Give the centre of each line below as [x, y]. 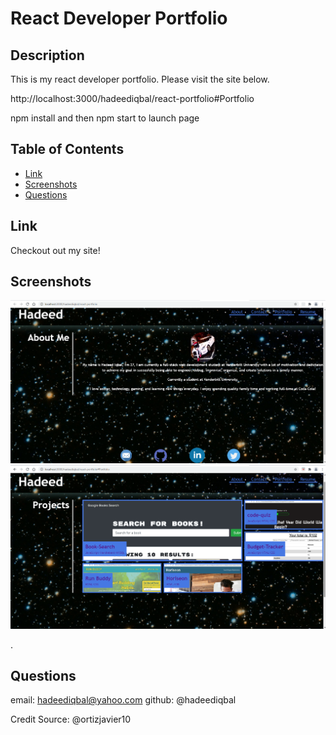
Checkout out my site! [55, 250]
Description [47, 55]
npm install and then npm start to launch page [105, 118]
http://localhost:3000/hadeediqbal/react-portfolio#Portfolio [132, 98]
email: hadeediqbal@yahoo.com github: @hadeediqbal [123, 700]
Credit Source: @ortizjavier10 [71, 719]
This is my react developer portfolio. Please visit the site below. [140, 79]
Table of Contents [67, 149]
